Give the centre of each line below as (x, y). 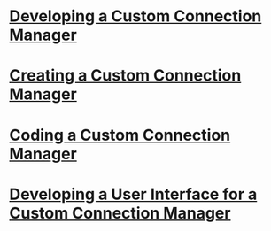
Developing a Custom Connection (135, 16)
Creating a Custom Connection (125, 76)
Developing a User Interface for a (133, 194)
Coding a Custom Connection (120, 135)
